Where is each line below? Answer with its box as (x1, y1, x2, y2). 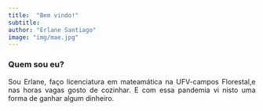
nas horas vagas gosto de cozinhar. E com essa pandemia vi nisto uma (8, 85, 256, 95)
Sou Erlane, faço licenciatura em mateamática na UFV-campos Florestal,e (8, 77, 256, 86)
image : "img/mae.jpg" (8, 33, 79, 41)
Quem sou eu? (8, 59, 64, 70)
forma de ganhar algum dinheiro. (8, 93, 115, 102)
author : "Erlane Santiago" (8, 26, 97, 34)
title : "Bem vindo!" (8, 11, 79, 20)
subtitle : (8, 19, 41, 27)
